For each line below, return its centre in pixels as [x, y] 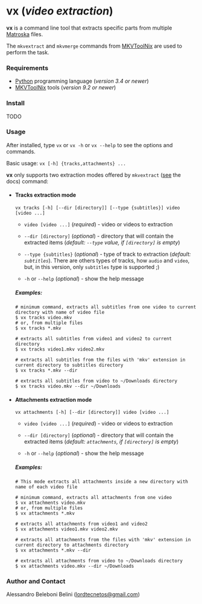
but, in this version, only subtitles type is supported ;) [92, 267]
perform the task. [28, 52]
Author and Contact [36, 582]
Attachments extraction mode [53, 399]
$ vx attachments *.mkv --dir [53, 550]
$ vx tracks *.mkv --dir [46, 370]
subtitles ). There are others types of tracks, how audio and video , [107, 261]
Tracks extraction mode [46, 195]
